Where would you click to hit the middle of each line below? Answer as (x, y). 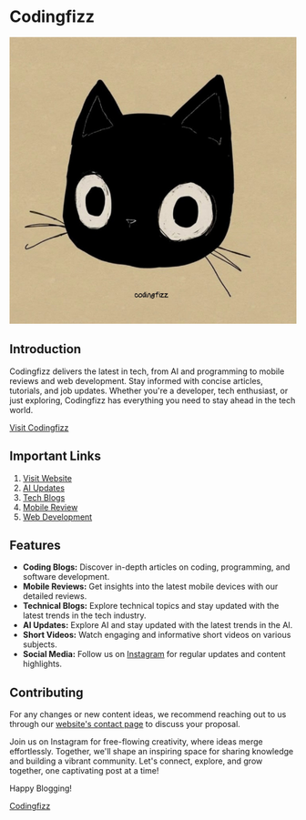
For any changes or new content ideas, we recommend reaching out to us (148, 714)
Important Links (56, 456)
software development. (66, 577)
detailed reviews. (55, 596)
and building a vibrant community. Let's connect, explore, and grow (136, 761)
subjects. (40, 644)
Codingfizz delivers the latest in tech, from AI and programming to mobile (147, 371)
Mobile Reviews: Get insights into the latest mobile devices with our (150, 587)
